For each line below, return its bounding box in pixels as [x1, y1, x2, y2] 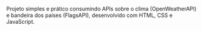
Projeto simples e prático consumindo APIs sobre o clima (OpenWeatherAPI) [6, 5, 197, 12]
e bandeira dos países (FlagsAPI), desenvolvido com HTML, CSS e [6, 12, 173, 19]
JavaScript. [6, 18, 35, 25]
